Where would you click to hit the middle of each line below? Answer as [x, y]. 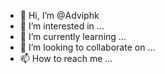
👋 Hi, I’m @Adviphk [59, 15]
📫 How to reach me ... [66, 58]
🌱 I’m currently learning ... [73, 36]
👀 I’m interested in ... [62, 26]
